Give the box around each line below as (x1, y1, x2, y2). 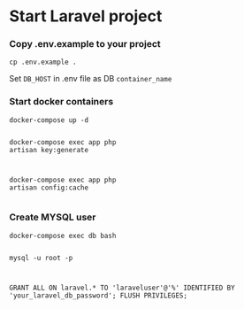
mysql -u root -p (9, 253, 73, 262)
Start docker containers (9, 96, 114, 108)
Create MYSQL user (9, 211, 96, 223)
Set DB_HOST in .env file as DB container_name (9, 73, 172, 84)
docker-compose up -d (9, 115, 89, 125)
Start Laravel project (9, 6, 163, 27)
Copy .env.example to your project (9, 38, 161, 50)
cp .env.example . (9, 58, 77, 67)
